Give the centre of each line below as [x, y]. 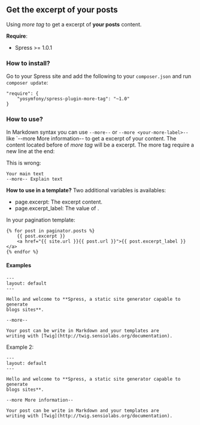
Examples [19, 265]
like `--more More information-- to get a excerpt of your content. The [91, 139]
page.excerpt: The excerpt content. [59, 202]
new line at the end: [31, 151]
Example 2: [20, 347]
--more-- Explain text [34, 179]
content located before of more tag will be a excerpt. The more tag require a [100, 145]
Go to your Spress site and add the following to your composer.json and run [99, 76]
